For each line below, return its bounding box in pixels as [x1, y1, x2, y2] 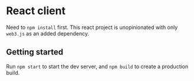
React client [6, 4, 66, 18]
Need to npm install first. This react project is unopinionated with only [6, 24, 178, 31]
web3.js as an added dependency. [6, 30, 90, 37]
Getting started [6, 47, 64, 57]
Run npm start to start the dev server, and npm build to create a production [6, 63, 189, 70]
